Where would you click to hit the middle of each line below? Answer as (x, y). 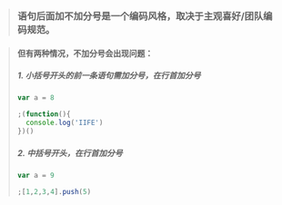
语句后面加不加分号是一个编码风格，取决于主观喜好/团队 (140, 15)
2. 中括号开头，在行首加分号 (70, 152)
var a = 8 (36, 98)
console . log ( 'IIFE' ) (65, 123)
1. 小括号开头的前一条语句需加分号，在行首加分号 (109, 75)
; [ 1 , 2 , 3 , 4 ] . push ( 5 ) (54, 191)
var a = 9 (36, 175)
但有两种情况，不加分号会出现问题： (85, 53)
